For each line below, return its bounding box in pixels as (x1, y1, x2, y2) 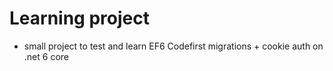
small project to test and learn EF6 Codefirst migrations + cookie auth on (23, 40, 324, 52)
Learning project (9, 7, 150, 30)
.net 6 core (23, 50, 69, 62)
